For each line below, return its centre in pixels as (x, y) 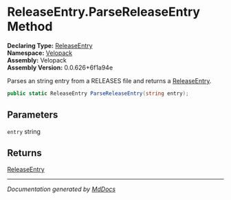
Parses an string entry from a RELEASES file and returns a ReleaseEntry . (109, 80)
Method (30, 26)
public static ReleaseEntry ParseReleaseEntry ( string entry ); (98, 93)
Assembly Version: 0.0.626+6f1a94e (60, 67)
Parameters (33, 115)
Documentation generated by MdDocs (61, 189)
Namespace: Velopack (40, 53)
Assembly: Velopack (37, 60)
